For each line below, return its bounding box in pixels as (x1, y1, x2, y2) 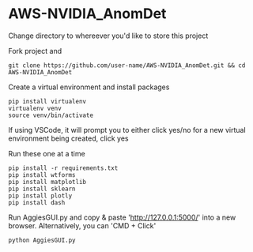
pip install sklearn (8, 185, 77, 193)
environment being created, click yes (8, 134, 129, 143)
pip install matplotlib (8, 178, 87, 186)
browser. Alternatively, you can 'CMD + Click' (8, 220, 157, 230)
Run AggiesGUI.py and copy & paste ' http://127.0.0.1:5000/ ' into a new (8, 213, 236, 222)
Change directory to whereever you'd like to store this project (8, 31, 209, 40)
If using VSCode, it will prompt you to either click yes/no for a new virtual (8, 125, 247, 134)
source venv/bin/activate (8, 111, 93, 119)
